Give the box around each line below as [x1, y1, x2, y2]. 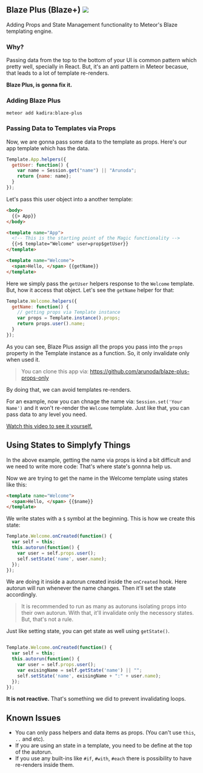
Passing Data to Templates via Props [6, 124, 116, 133]
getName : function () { [12, 303, 69, 310]
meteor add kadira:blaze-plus [6, 110, 83, 116]
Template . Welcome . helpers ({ [6, 298, 78, 304]
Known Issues [6, 713, 61, 723]
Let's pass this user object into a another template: [6, 195, 133, 203]
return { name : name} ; [17, 173, 72, 179]
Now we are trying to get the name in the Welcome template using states [6, 474, 188, 482]
